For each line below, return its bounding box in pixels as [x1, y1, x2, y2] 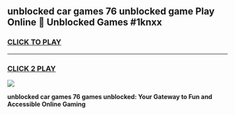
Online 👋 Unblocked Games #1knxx [7, 17, 162, 29]
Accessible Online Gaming [7, 100, 86, 108]
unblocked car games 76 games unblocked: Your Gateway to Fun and [7, 92, 213, 100]
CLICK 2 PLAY [7, 63, 56, 73]
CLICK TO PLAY [7, 38, 62, 47]
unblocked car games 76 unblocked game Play [7, 6, 215, 17]
